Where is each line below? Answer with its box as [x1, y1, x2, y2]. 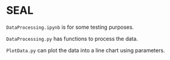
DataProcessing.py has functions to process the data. [6, 35, 138, 42]
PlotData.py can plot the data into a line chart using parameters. [6, 46, 165, 54]
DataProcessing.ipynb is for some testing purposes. [6, 23, 134, 31]
